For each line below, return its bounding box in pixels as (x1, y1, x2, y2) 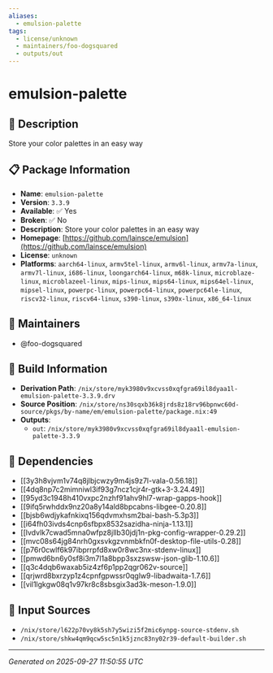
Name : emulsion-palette (19, 189, 104, 198)
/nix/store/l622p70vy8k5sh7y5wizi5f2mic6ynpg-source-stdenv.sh (19, 627, 240, 635)
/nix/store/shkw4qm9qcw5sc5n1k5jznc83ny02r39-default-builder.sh (19, 635, 246, 643)
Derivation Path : (19, 384, 76, 393)
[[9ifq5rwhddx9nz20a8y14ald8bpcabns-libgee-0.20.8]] (19, 501, 207, 512)
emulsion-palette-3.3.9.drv (19, 392, 115, 401)
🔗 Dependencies (8, 454, 93, 468)
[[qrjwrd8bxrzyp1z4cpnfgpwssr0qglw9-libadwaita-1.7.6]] (19, 571, 211, 581)
